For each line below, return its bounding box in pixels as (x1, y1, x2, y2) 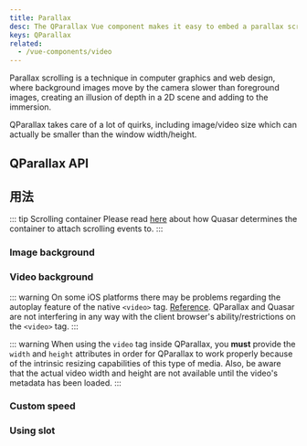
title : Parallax (9, 13, 71, 23)
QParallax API (9, 155, 90, 171)
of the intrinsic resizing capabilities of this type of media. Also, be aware (9, 357, 281, 368)
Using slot (9, 424, 56, 437)
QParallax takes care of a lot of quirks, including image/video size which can (9, 120, 298, 131)
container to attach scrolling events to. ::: (9, 223, 164, 234)
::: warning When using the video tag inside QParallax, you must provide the (9, 338, 296, 349)
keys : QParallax (9, 30, 71, 39)
